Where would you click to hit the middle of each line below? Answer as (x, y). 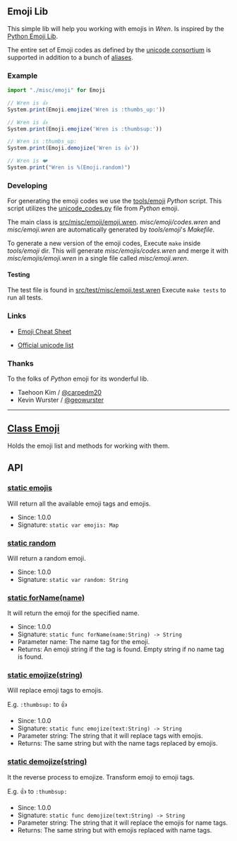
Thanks (20, 363)
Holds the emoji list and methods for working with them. (89, 446)
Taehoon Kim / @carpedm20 (60, 393)
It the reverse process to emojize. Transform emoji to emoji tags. (101, 777)
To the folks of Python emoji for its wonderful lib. (78, 379)
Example (23, 76)
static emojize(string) (45, 675)
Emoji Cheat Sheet (44, 331)
